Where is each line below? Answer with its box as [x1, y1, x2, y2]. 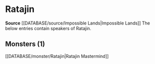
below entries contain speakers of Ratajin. [5, 25, 91, 31]
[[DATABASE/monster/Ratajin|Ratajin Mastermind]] [5, 53, 109, 59]
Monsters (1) [5, 40, 45, 48]
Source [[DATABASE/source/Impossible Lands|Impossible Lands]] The [5, 20, 151, 26]
